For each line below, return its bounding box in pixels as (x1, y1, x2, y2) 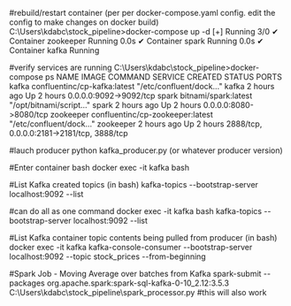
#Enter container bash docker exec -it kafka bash (9, 163, 190, 172)
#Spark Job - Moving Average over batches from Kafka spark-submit (9, 269, 262, 279)
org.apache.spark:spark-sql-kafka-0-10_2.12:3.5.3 (47, 278, 230, 288)
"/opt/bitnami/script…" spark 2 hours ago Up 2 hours (9, 100, 202, 110)
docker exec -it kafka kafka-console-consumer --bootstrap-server (9, 242, 253, 252)
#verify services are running (9, 62, 112, 73)
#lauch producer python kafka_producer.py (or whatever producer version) (9, 145, 283, 156)
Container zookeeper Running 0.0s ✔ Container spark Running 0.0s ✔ (9, 35, 264, 46)
